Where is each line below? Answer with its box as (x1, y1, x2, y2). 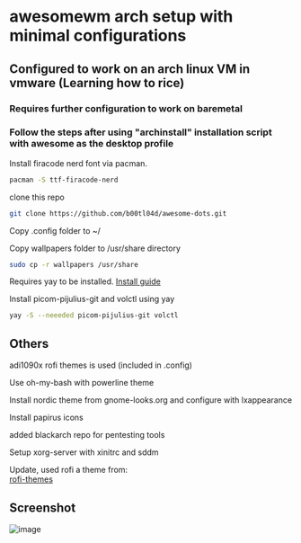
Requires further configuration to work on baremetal (9, 102, 243, 114)
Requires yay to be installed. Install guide (9, 276, 162, 287)
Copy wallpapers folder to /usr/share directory (9, 243, 181, 254)
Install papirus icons (9, 412, 84, 423)
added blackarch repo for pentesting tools (9, 430, 165, 441)
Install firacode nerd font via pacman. (9, 157, 148, 168)
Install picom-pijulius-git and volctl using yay (9, 294, 175, 305)
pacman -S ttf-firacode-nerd (9, 175, 119, 184)
